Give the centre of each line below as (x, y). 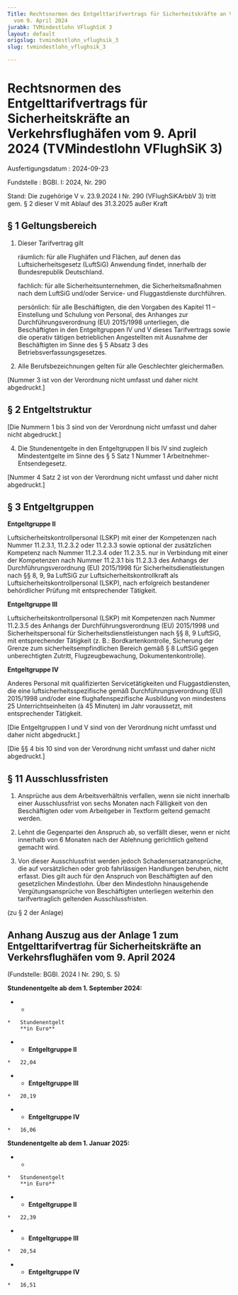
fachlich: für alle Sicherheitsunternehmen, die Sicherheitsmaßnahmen (119, 286)
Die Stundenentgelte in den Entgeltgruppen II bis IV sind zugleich (112, 448)
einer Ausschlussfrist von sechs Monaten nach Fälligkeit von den (112, 803)
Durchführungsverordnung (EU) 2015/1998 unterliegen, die (103, 322)
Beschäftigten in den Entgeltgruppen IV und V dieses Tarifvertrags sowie (124, 329)
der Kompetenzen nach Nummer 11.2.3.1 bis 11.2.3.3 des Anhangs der (108, 560)
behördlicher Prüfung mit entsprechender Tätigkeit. (82, 591)
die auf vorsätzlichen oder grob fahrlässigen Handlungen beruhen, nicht (123, 869)
